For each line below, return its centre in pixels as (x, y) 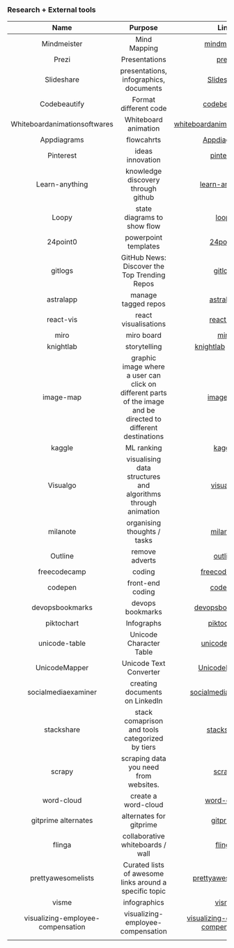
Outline (62, 556)
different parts (143, 393)
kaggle (62, 448)
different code (144, 108)
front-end (143, 583)
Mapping (144, 48)
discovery (144, 180)
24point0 (62, 242)
